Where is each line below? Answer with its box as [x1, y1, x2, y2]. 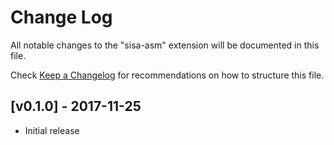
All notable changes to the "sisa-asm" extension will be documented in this [10, 39, 320, 51]
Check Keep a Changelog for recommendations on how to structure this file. [10, 69, 325, 81]
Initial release [24, 124, 80, 136]
